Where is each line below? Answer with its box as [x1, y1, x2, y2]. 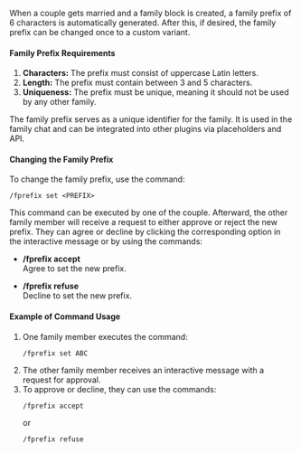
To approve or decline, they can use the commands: [22, 383, 217, 394]
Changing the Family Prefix [9, 154, 114, 165]
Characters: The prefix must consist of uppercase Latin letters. [22, 68, 259, 79]
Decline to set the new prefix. [22, 290, 133, 301]
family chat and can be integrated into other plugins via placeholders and [9, 124, 282, 135]
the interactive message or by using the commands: [9, 236, 203, 247]
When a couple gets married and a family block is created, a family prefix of [9, 8, 292, 18]
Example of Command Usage [9, 311, 121, 322]
